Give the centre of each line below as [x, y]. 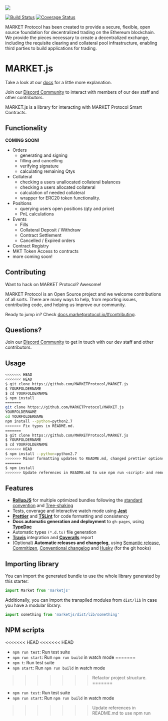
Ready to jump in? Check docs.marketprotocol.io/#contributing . [70, 314]
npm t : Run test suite [33, 662]
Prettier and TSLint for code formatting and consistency [70, 516]
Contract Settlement [40, 235]
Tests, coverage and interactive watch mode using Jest [70, 511]
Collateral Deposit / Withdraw [50, 229]
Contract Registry [30, 246]
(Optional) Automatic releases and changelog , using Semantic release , [86, 543]
